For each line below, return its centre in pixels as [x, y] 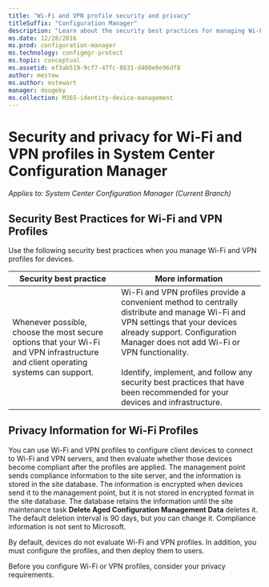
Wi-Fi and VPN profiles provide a [183, 292]
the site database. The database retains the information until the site [121, 501]
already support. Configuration [179, 332]
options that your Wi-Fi [56, 342]
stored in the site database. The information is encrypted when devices [126, 484]
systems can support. [53, 372]
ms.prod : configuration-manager [62, 46]
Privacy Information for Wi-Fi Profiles [103, 430]
